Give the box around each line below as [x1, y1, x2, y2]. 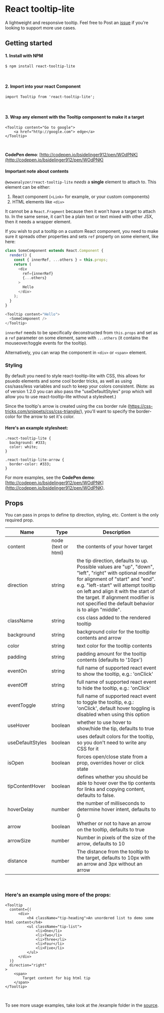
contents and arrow [77, 635, 122, 642]
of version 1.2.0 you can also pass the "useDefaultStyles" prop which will [5, 389, 152, 395]
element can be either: [5, 184, 50, 190]
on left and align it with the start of [77, 588, 155, 595]
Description [102, 529, 131, 536]
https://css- [129, 403, 153, 409]
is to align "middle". [77, 606, 122, 613]
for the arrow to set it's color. [16, 414, 75, 420]
